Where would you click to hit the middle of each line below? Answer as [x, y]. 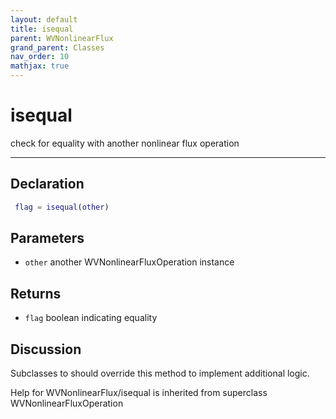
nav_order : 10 [40, 57]
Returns [36, 293]
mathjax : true [40, 66]
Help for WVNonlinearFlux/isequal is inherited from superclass [139, 393]
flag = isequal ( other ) [62, 207]
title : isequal [42, 29]
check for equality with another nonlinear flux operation [125, 143]
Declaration [47, 184]
